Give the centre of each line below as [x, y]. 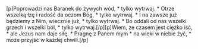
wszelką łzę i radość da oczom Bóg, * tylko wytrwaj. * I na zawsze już [92, 15]
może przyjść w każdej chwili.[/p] [47, 40]
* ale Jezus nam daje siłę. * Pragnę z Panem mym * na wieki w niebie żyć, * [99, 34]
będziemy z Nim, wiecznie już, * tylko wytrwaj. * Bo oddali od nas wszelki [96, 21]
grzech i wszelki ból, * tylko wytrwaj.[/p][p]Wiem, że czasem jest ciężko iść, [100, 27]
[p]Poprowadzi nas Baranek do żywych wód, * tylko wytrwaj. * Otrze [90, 9]
